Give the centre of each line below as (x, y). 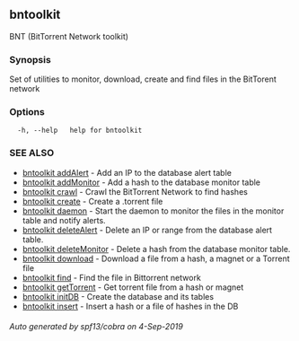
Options (27, 112)
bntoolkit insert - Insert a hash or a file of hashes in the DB (130, 306)
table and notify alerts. (64, 220)
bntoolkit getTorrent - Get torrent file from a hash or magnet (133, 287)
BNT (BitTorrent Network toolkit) (69, 36)
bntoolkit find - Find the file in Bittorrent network (112, 277)
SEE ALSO (32, 153)
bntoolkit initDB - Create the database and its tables (118, 296)
